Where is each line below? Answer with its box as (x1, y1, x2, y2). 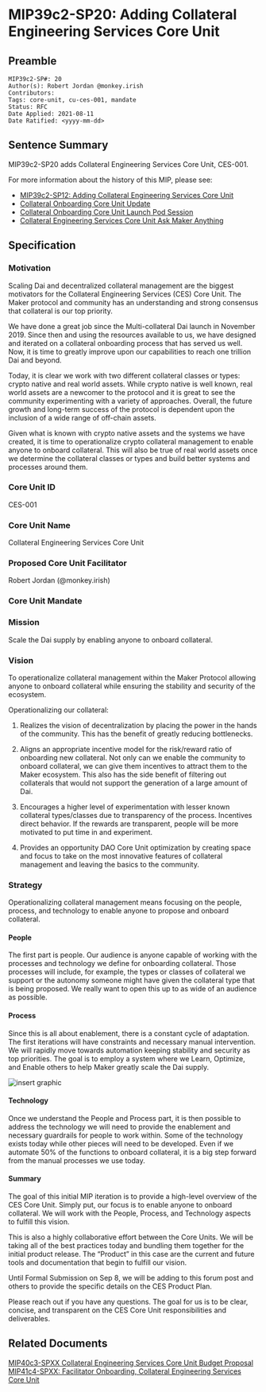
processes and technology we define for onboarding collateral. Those (8, 959, 237, 968)
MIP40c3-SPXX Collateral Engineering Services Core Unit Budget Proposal (8, 1358, 254, 1367)
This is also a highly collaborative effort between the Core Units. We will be (8, 1232, 254, 1242)
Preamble (8, 54, 57, 68)
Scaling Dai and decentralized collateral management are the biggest (8, 281, 234, 290)
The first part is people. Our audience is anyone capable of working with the (8, 950, 258, 960)
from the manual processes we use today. (8, 1155, 145, 1165)
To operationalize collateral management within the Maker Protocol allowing (8, 673, 256, 682)
